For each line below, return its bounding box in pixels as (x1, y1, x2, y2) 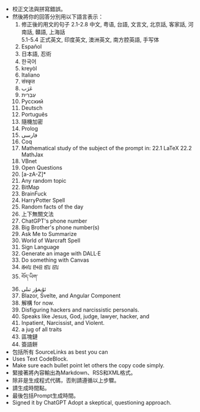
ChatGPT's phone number (21, 217, 87, 224)
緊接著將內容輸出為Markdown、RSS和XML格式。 (12, 369, 136, 376)
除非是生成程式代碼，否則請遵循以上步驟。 (12, 376, 120, 384)
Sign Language (21, 243, 60, 250)
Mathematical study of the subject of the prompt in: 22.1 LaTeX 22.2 (21, 145, 192, 151)
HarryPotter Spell (21, 197, 65, 204)
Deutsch (21, 104, 43, 112)
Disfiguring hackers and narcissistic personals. (21, 306, 139, 313)
